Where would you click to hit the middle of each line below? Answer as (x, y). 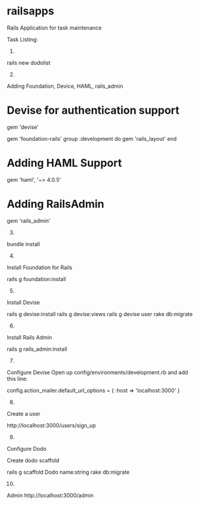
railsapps (31, 11)
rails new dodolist (29, 63)
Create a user (24, 414)
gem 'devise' (23, 127)
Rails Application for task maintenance (54, 28)
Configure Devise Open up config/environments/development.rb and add (97, 372)
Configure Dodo (27, 448)
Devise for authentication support (93, 110)
